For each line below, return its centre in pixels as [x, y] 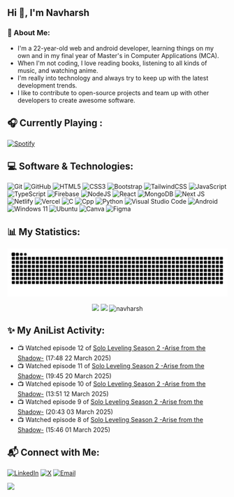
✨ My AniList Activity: [56, 331]
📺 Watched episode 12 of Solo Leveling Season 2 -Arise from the [111, 348]
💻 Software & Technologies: [71, 166]
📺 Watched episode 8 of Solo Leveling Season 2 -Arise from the [110, 419]
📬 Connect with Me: [53, 453]
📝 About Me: [29, 33]
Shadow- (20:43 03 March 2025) [65, 412]
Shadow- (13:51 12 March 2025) [63, 393]
